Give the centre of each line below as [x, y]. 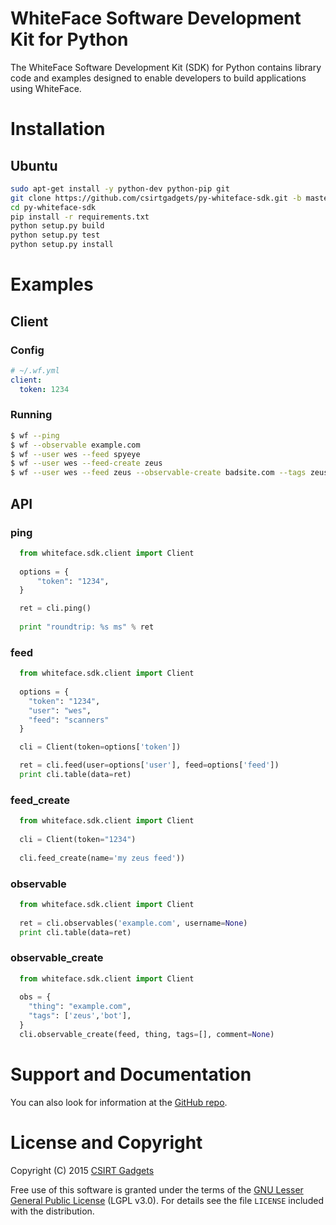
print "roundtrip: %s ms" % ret [87, 627]
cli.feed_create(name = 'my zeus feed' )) [102, 858]
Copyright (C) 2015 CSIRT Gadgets [82, 1170]
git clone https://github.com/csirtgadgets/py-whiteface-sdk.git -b [156, 198]
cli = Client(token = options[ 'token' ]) [100, 747]
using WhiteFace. [46, 88]
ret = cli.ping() [55, 608]
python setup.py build [57, 226]
